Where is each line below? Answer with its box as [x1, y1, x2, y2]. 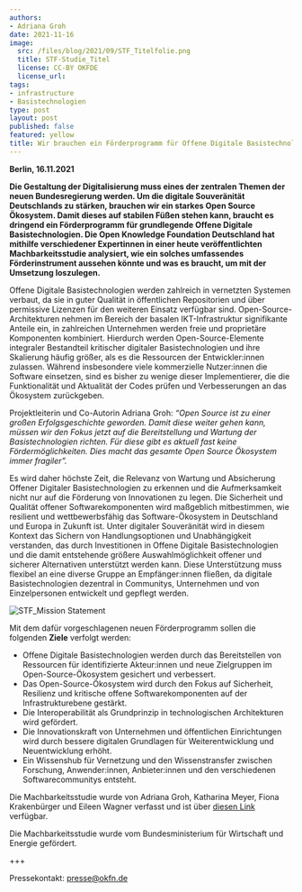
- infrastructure [9, 88, 75, 97]
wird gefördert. [22, 716, 78, 727]
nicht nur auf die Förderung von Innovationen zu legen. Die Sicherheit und [9, 492, 283, 503]
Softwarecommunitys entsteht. [22, 774, 137, 785]
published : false [9, 123, 75, 132]
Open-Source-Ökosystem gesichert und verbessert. [22, 669, 217, 679]
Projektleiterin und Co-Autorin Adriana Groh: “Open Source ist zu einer [9, 407, 271, 418]
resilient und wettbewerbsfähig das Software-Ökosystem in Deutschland [9, 511, 279, 522]
